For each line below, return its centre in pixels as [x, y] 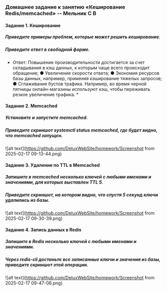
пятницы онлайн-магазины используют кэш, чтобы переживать [81, 89]
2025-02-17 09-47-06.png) [34, 283]
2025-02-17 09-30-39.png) [34, 218]
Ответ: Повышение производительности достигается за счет [78, 62]
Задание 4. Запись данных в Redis [43, 230]
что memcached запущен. [34, 136]
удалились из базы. [27, 200]
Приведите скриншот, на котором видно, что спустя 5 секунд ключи [82, 195]
